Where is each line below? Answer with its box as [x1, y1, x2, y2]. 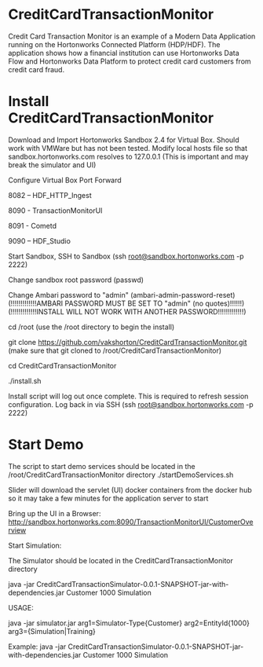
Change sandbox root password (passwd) [8, 275, 144, 284]
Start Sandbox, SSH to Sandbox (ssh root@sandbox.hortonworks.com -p [8, 251, 244, 261]
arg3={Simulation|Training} [8, 626, 97, 636]
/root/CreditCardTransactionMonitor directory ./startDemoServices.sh [8, 470, 234, 479]
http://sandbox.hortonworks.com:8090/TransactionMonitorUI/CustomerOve [8, 517, 254, 526]
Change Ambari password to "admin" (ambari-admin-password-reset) [8, 290, 236, 299]
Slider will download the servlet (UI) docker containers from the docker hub [8, 485, 253, 494]
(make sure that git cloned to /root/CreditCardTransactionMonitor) [8, 346, 222, 355]
